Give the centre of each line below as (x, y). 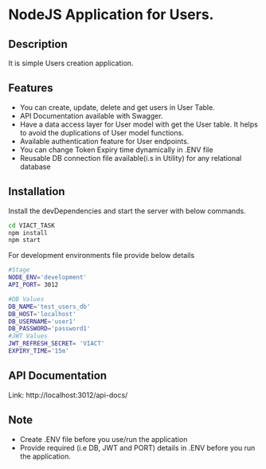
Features (31, 88)
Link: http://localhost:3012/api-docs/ (68, 395)
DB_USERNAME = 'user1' (43, 321)
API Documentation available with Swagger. (91, 115)
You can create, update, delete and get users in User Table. (117, 107)
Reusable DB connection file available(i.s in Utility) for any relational (131, 158)
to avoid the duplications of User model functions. (102, 132)
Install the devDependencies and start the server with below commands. (127, 211)
